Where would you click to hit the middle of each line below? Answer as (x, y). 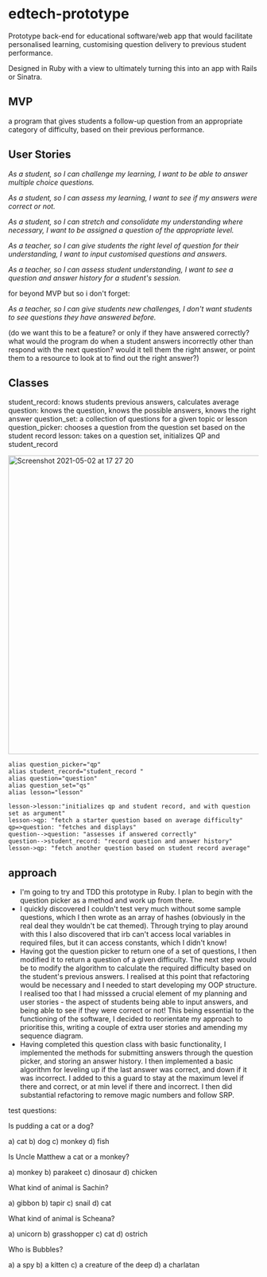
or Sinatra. (25, 76)
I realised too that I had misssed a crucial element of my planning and (133, 993)
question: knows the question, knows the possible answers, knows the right (132, 410)
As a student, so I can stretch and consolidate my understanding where (126, 221)
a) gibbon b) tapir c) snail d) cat (60, 1203)
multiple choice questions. (51, 182)
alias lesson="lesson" (46, 793)
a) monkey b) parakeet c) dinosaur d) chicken (83, 1173)
